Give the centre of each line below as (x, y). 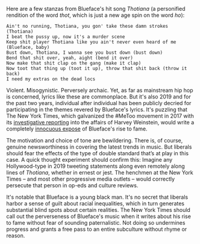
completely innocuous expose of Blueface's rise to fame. (77, 129)
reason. (16, 236)
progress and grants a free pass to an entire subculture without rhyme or (97, 229)
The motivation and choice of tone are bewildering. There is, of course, (95, 140)
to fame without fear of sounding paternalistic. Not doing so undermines (96, 223)
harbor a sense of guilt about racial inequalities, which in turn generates (95, 204)
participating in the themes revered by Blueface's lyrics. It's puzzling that (97, 109)
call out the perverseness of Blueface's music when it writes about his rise (99, 216)
